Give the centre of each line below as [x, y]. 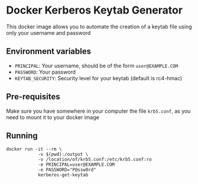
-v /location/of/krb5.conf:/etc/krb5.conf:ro [95, 160]
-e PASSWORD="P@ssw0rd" [67, 170]
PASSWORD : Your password [45, 72]
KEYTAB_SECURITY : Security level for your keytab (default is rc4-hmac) [98, 78]
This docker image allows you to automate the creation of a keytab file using [99, 27]
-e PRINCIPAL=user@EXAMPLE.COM [76, 165]
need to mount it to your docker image [53, 117]
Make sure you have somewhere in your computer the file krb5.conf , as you [98, 111]
